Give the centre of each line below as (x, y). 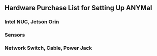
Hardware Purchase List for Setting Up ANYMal (78, 8)
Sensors (15, 35)
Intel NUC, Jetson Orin (32, 22)
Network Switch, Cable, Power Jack (48, 48)
